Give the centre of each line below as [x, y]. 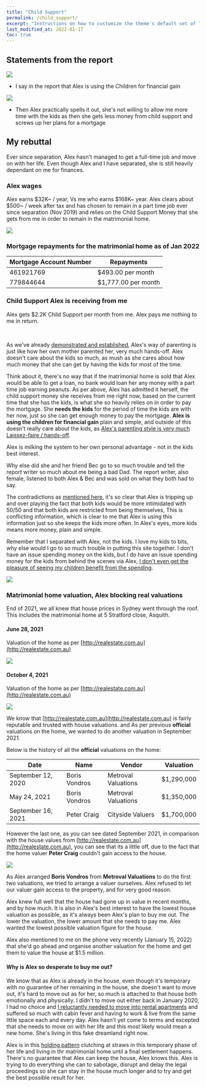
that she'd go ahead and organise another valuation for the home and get [99, 946]
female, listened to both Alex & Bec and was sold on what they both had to [100, 478]
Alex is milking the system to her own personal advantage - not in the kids [100, 447]
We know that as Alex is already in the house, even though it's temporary [99, 981]
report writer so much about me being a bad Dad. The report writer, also [97, 472]
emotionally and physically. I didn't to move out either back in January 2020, [103, 1000]
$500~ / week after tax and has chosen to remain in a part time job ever [97, 206]
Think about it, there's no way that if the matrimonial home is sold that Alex [101, 376]
